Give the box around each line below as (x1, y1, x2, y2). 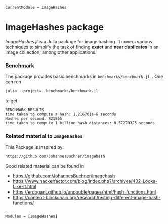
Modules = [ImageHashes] (5, 214, 58, 219)
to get (5, 98, 18, 104)
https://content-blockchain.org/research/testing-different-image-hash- (12, 194, 161, 200)
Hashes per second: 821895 (5, 116, 62, 121)
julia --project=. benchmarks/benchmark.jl (5, 89, 99, 94)
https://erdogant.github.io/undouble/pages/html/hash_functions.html (12, 188, 156, 195)
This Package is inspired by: (5, 144, 64, 150)
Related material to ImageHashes (5, 133, 83, 140)
